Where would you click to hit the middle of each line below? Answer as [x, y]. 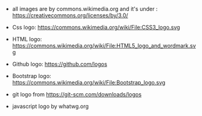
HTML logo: [27, 39]
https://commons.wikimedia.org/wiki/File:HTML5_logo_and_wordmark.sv [104, 46]
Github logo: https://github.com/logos [60, 64]
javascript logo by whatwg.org [50, 106]
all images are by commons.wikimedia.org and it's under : [85, 9]
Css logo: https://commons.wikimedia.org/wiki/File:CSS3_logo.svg [96, 27]
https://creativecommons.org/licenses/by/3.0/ [70, 15]
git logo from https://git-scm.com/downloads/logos [77, 94]
